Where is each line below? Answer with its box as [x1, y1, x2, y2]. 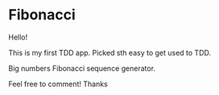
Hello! [8, 32, 28, 42]
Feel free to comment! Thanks [8, 79, 109, 89]
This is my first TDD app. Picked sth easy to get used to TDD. [8, 47, 212, 57]
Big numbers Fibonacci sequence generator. [8, 63, 155, 73]
